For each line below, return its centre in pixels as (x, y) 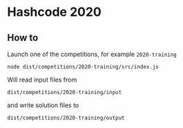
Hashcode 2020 (54, 12)
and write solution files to (43, 105)
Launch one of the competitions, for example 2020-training (92, 54)
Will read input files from (42, 80)
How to (23, 38)
